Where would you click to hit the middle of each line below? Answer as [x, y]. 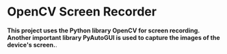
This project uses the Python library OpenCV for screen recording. [104, 30]
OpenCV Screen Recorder [82, 12]
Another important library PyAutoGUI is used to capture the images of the [113, 37]
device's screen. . [32, 45]
